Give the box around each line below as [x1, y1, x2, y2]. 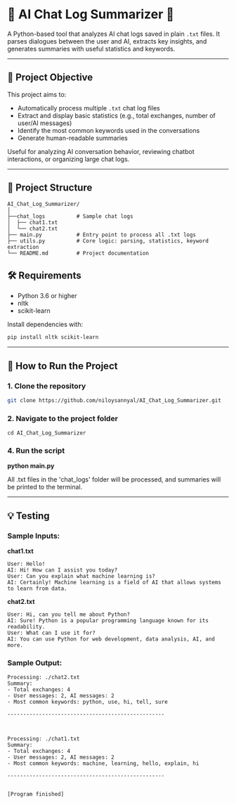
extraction [7, 243, 39, 250]
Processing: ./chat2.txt [7, 674, 80, 681]
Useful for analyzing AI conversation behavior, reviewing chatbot [7, 147, 195, 155]
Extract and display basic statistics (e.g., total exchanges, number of [17, 111, 216, 120]
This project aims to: [7, 90, 67, 98]
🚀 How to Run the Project [7, 360, 118, 372]
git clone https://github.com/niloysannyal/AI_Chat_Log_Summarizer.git [7, 397, 221, 404]
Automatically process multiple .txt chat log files [17, 103, 160, 112]
